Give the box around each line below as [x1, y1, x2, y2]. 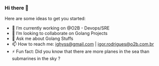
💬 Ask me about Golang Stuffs [11, 35, 74, 41]
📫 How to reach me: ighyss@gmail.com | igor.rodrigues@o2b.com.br [11, 41, 154, 47]
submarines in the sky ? [11, 56, 60, 62]
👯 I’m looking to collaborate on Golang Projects [11, 31, 107, 36]
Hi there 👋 [4, 4, 29, 11]
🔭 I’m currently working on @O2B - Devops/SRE [11, 25, 110, 31]
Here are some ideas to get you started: [4, 16, 86, 22]
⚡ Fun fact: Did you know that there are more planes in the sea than [11, 49, 150, 55]
